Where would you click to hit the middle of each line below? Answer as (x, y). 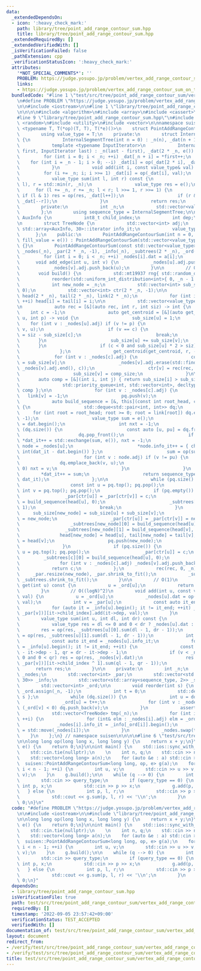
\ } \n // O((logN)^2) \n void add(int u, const (104, 591)
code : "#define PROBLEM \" (45, 808)
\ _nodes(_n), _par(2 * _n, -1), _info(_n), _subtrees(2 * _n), (99, 251)
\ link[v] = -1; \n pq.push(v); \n (87, 396)
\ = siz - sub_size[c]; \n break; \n (98, 335)
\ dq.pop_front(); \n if (106, 435)
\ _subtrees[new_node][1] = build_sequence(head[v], (106, 530)
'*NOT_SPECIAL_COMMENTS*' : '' (55, 73)
